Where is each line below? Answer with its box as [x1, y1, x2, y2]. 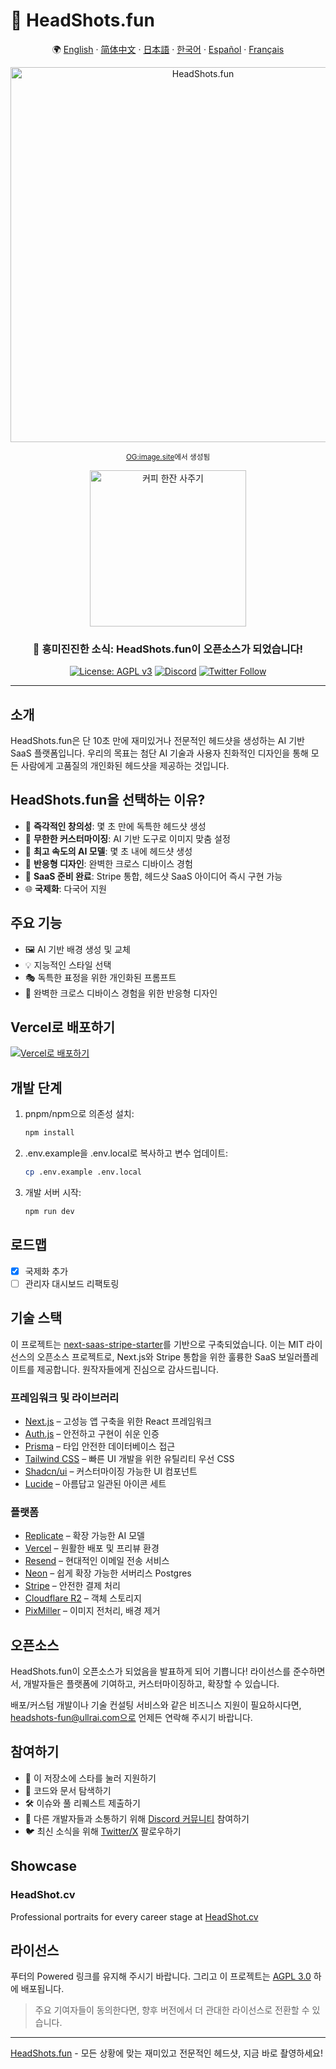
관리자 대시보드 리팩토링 [24, 1277, 120, 1289]
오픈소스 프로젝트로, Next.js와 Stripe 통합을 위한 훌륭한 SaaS [36, 1350, 277, 1363]
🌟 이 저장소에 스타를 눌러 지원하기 [24, 1772, 157, 1784]
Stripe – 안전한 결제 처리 [24, 1580, 121, 1592]
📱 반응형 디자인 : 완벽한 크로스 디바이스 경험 [24, 857, 193, 869]
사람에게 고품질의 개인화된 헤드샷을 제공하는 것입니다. [20, 760, 230, 772]
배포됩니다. [20, 1983, 65, 1995]
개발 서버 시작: [24, 1187, 82, 1199]
